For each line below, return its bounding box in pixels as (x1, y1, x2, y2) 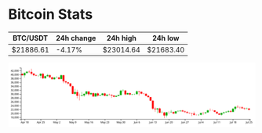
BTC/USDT (13, 34, 49, 43)
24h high (106, 34, 137, 43)
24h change (56, 34, 96, 43)
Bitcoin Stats (8, 5, 93, 23)
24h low (151, 34, 180, 43)
